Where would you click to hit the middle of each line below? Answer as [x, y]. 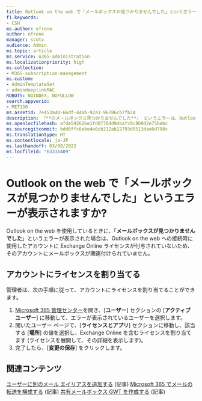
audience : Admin [26, 46]
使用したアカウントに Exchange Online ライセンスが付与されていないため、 [100, 246]
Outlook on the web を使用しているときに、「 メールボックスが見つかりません [101, 231]
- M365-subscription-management [47, 73]
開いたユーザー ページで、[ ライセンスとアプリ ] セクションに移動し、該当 [105, 325]
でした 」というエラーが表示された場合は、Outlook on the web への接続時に [100, 239]
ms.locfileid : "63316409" [38, 152]
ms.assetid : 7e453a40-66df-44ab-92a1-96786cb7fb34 [71, 112]
